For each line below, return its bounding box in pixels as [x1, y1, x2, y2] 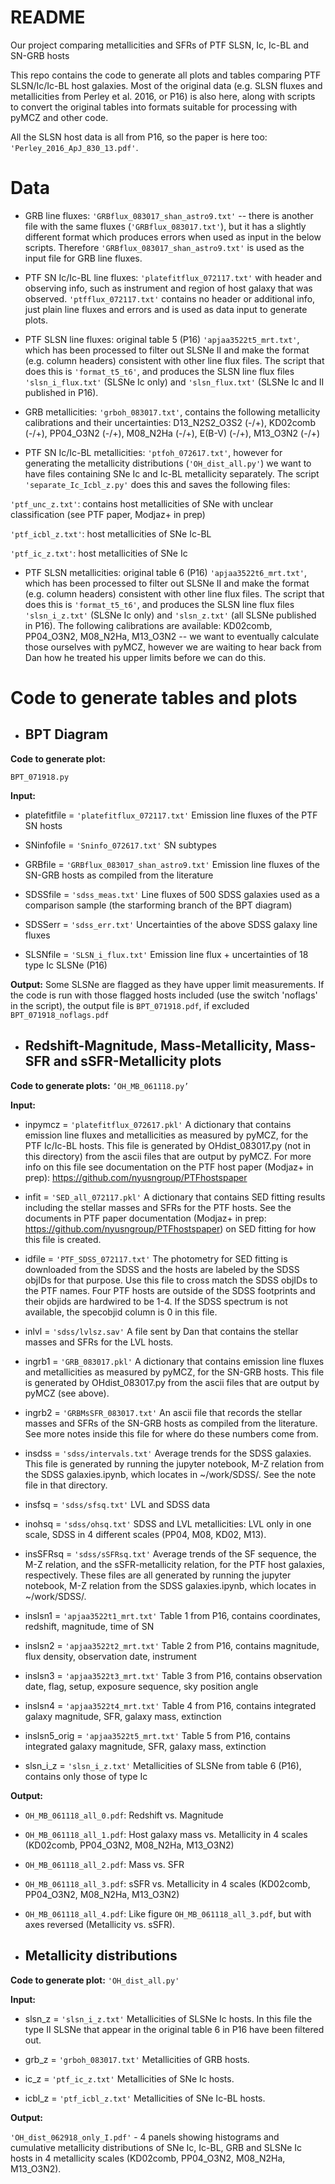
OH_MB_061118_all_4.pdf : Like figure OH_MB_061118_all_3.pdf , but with [24, 1907, 312, 1920]
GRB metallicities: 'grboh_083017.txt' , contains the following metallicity [24, 406, 321, 418]
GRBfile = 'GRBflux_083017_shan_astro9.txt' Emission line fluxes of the [24, 858, 320, 870]
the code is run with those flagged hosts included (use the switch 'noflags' [10, 989, 318, 1001]
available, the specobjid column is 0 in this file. [24, 1306, 218, 1318]
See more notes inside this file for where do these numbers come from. [24, 1427, 319, 1440]
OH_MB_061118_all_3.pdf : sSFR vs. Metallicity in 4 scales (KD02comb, [24, 1877, 311, 1890]
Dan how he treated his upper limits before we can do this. [24, 651, 267, 663]
